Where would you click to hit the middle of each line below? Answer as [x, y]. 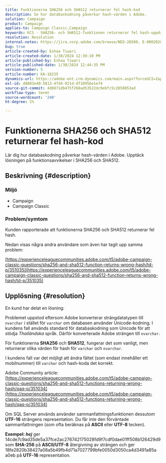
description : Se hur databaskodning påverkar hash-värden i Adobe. [76, 14]
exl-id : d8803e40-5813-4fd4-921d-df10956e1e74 [54, 83]
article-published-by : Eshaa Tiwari [43, 60]
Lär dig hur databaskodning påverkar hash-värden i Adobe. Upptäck [75, 155]
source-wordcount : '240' [31, 97]
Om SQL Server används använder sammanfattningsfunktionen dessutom [80, 414]
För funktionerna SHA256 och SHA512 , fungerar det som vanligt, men [77, 343]
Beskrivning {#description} [48, 176]
